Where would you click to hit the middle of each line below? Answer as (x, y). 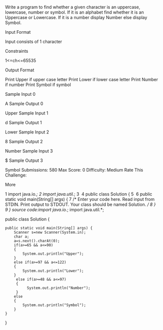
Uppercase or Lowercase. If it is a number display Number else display (76, 17)
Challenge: (16, 175)
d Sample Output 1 (24, 122)
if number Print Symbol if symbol (38, 85)
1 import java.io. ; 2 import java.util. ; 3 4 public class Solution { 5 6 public (79, 194)
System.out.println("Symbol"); (54, 305)
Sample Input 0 (20, 94)
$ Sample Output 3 (24, 160)
